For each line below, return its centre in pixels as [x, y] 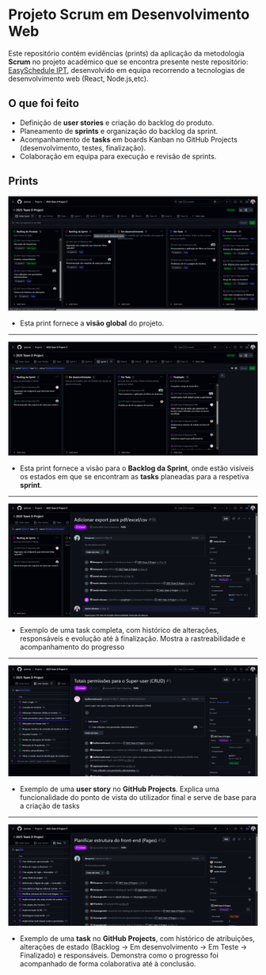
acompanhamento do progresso [72, 646]
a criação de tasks [50, 806]
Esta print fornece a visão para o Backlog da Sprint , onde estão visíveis [137, 468]
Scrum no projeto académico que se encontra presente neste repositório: [128, 62]
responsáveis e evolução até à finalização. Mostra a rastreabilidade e [132, 638]
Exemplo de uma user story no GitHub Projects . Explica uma [120, 789]
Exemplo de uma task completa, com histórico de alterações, [119, 630]
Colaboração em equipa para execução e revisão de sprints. [118, 156]
